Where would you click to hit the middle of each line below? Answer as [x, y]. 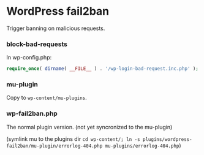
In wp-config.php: [29, 58]
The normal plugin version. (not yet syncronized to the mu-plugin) [89, 127]
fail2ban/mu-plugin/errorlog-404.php [55, 146]
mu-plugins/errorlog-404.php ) [143, 145]
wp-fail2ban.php [32, 113]
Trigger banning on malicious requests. [56, 28]
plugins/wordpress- [168, 139]
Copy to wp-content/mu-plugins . [47, 98]
